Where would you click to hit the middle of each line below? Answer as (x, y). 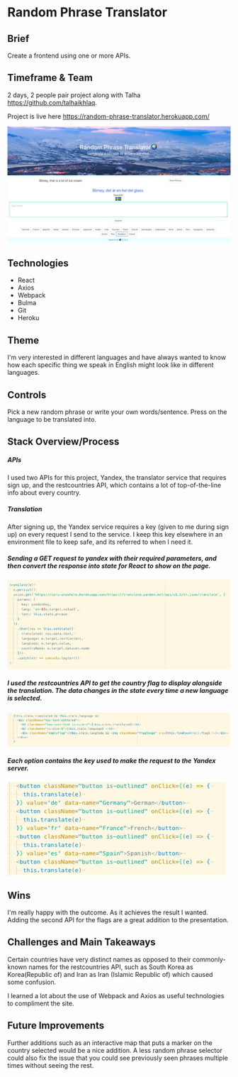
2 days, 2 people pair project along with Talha (74, 95)
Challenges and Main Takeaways (81, 942)
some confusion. (32, 982)
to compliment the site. (41, 1003)
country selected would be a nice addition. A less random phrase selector (115, 1050)
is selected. (25, 698)
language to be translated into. (52, 420)
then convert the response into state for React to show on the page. (109, 566)
